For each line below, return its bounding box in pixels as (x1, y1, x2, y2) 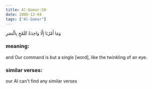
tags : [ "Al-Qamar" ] (5, 16, 46, 21)
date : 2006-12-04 (5, 12, 42, 17)
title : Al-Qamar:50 (5, 7, 46, 12)
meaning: (5, 43, 29, 50)
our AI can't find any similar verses (5, 78, 77, 84)
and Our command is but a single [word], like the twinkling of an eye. (5, 54, 147, 60)
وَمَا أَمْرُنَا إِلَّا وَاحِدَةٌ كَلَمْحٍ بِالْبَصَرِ (5, 30, 61, 36)
